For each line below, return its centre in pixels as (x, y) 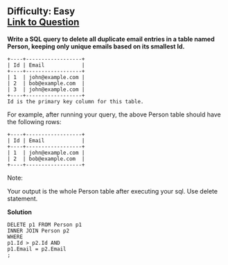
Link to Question (43, 23)
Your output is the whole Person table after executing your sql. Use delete (113, 191)
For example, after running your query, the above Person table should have (114, 114)
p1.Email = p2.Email (37, 249)
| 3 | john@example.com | (46, 89)
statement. (23, 198)
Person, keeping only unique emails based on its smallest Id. (96, 46)
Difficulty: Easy (41, 11)
